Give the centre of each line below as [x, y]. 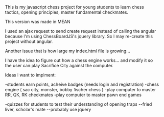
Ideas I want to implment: [31, 75]
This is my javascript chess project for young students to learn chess [75, 7]
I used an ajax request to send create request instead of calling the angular [81, 31]
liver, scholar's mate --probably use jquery [48, 109]
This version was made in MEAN [38, 22]
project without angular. [29, 41]
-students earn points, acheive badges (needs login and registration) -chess [82, 84]
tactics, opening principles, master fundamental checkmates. [67, 12]
